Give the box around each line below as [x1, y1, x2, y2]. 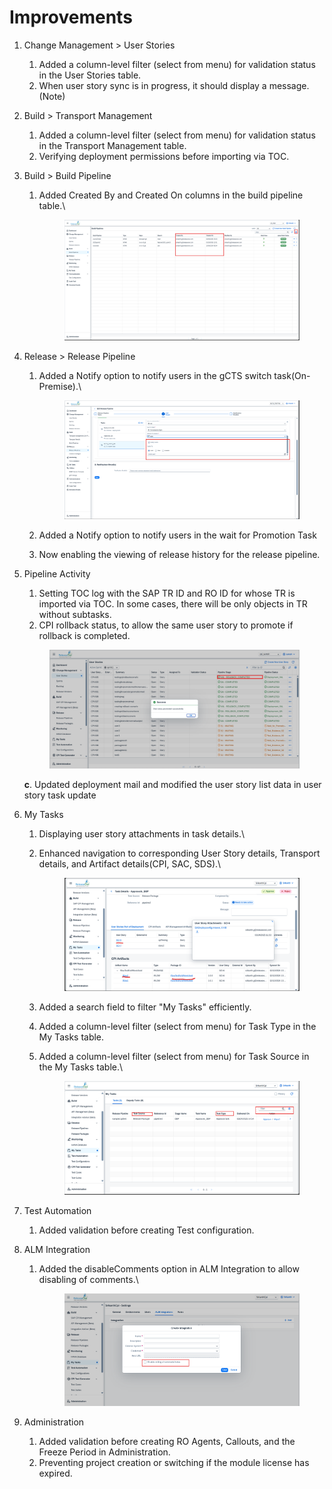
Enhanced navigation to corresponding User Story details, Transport [38, 847, 321, 860]
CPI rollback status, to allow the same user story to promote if [38, 619, 294, 631]
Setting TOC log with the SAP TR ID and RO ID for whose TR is [38, 587, 296, 600]
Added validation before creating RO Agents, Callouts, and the [38, 1436, 296, 1448]
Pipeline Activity [23, 568, 91, 580]
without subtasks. [38, 609, 112, 621]
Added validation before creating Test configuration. [38, 1224, 255, 1236]
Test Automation [23, 1205, 92, 1217]
